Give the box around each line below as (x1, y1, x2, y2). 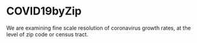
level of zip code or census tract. (6, 30, 88, 38)
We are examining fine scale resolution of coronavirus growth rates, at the (6, 24, 191, 31)
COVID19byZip (6, 4, 82, 18)
